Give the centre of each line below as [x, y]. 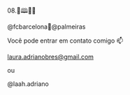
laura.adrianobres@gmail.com [51, 57]
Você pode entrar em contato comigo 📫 [65, 41]
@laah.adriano [28, 84]
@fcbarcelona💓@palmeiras [46, 27]
